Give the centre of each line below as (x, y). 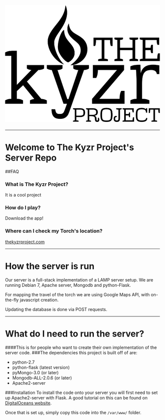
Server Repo (31, 158)
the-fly (12, 300)
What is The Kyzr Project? (37, 184)
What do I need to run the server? (75, 334)
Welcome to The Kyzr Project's (69, 148)
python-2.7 (23, 362)
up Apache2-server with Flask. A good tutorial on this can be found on (76, 397)
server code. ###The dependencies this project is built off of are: (71, 352)
